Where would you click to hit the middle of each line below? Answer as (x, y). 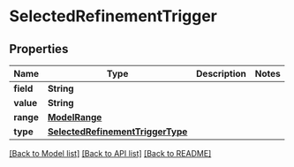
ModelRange (75, 117)
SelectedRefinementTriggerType (117, 132)
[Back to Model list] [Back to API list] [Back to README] (110, 153)
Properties (39, 49)
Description (221, 74)
